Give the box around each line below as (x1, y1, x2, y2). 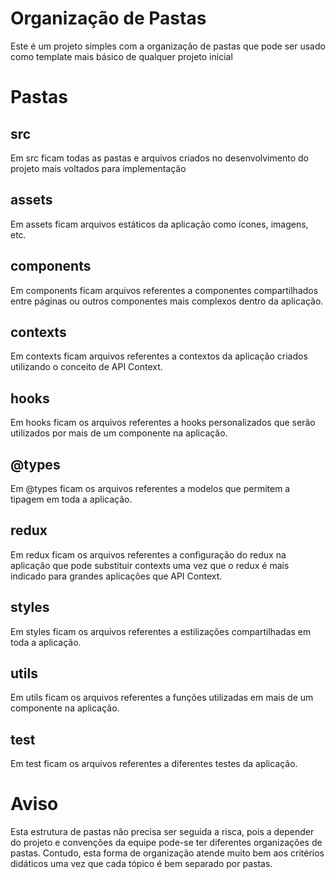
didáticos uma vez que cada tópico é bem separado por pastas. (10, 858, 273, 870)
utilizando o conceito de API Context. (10, 361, 163, 373)
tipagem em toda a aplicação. (10, 493, 133, 505)
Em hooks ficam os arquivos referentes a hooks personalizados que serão (10, 417, 316, 429)
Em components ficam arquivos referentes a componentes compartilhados (10, 284, 319, 296)
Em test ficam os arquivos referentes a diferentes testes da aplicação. (10, 758, 298, 770)
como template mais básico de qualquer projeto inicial (10, 50, 233, 62)
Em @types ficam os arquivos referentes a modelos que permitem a (10, 483, 291, 494)
